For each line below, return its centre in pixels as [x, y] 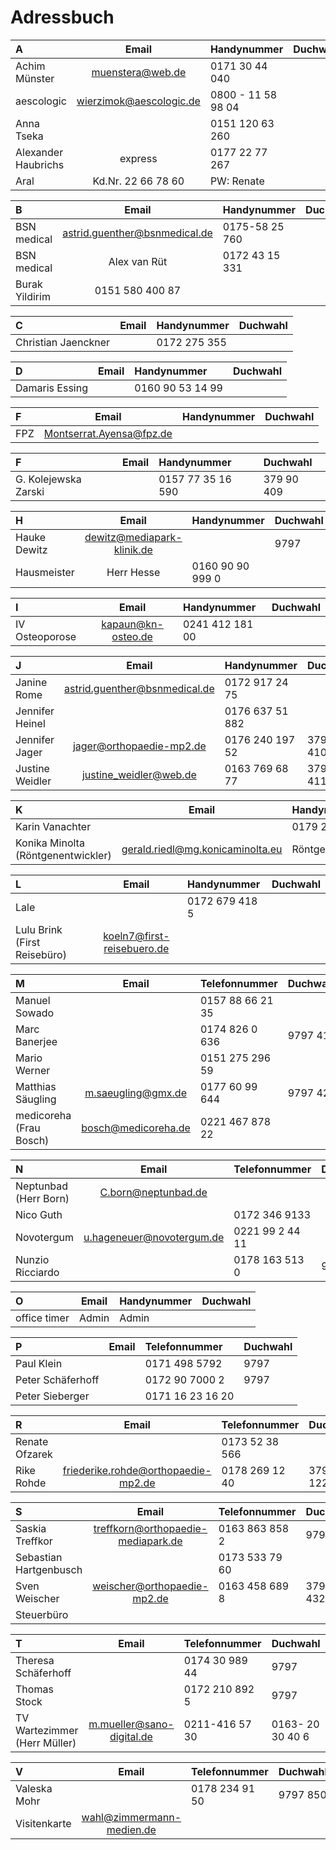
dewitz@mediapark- [133, 537]
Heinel [30, 723]
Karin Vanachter [53, 826]
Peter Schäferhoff [57, 1379]
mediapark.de [150, 1541]
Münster [35, 78]
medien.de [131, 1829]
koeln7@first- [136, 936]
